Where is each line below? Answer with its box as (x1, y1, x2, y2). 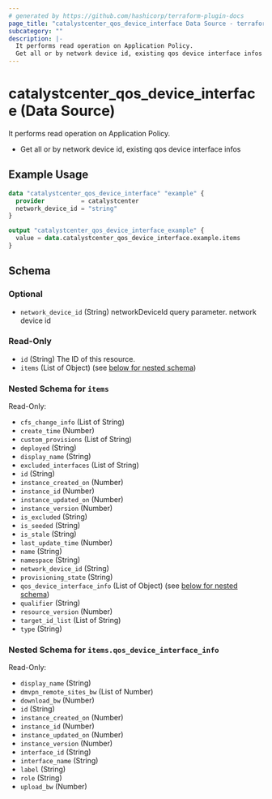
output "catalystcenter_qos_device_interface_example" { (8, 226, 205, 235)
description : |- (8, 34, 63, 43)
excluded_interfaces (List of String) (19, 460, 139, 470)
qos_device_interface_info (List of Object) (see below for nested (19, 581, 238, 591)
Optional (8, 289, 43, 300)
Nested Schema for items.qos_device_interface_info (8, 644, 219, 655)
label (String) (19, 764, 66, 775)
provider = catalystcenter (15, 196, 139, 205)
